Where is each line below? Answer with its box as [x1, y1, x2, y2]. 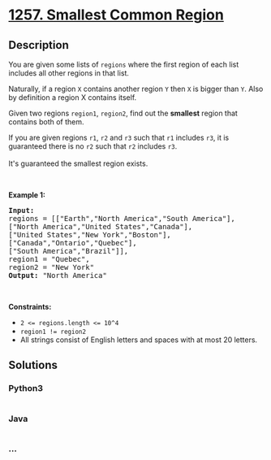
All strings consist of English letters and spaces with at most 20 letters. [19, 335, 258, 345]
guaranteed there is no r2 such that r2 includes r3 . [8, 141, 178, 151]
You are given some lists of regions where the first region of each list [8, 59, 239, 69]
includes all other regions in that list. [8, 68, 130, 78]
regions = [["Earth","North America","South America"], [8, 214, 235, 223]
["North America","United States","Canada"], [8, 222, 193, 231]
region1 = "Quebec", [8, 254, 91, 263]
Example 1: [8, 190, 46, 200]
